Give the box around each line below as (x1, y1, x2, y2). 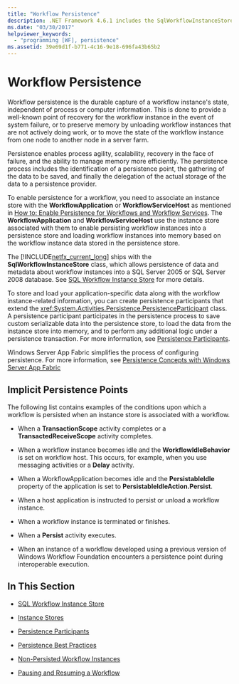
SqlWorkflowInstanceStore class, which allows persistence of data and (7, 260, 219, 268)
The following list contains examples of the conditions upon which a (7, 403, 206, 411)
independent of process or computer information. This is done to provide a (7, 105, 226, 114)
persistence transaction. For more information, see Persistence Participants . (7, 334, 230, 342)
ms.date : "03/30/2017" (7, 23, 75, 31)
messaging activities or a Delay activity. (17, 461, 135, 469)
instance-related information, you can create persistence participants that (7, 296, 224, 305)
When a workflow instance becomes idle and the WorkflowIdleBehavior (17, 446, 230, 454)
